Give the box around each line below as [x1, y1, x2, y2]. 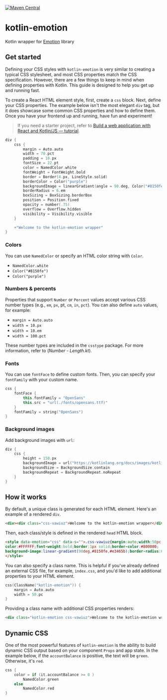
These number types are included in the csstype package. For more [5, 342, 144, 348]
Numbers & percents [5, 285, 56, 292]
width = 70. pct [23, 151, 55, 156]
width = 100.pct [12, 333, 46, 338]
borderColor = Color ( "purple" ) [23, 179, 88, 184]
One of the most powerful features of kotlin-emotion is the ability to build [5, 642, 156, 648]
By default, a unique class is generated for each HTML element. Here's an [5, 506, 157, 512]
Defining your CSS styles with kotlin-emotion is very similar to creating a [5, 66, 155, 72]
